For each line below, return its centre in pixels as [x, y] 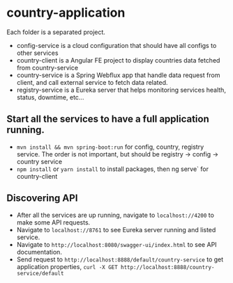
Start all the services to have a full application [108, 119]
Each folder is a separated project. [56, 32]
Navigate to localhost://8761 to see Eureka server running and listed [116, 229]
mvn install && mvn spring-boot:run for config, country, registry [110, 147]
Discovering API [42, 199]
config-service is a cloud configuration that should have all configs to [116, 45]
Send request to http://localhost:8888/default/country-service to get [120, 259]
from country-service [47, 67]
